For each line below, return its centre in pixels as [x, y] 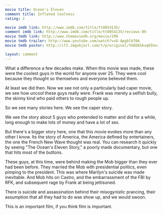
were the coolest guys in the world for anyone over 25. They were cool [76, 73]
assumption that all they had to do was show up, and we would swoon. [76, 197]
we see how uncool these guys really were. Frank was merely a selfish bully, [81, 93]
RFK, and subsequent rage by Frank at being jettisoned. [61, 182]
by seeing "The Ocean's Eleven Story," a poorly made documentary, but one [81, 147]
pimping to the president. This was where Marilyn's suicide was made [75, 172]
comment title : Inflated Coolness [40, 14]
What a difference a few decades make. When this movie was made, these [80, 68]
